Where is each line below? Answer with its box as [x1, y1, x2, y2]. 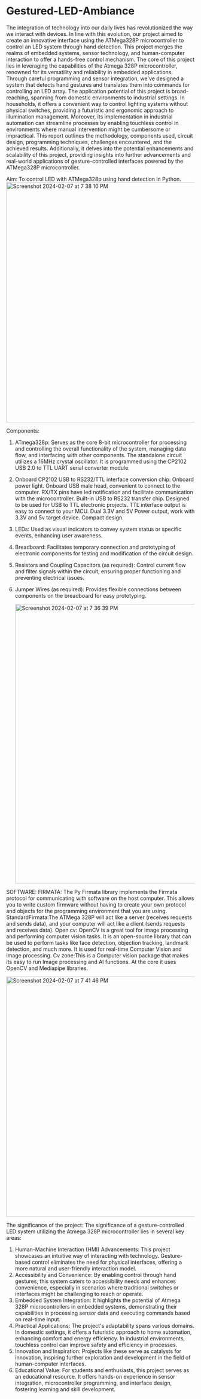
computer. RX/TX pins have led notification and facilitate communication [14, 488, 193, 495]
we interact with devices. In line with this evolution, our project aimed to [6, 30, 183, 37]
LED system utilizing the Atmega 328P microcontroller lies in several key [6, 1228, 184, 1235]
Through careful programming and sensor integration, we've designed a [6, 75, 184, 82]
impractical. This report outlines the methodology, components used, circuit [6, 132, 193, 139]
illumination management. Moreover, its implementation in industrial [6, 112, 173, 120]
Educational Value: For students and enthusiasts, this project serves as [14, 1366, 190, 1374]
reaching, [6, 94, 30, 101]
